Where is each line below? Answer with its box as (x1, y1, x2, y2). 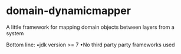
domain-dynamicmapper (6, 4, 131, 18)
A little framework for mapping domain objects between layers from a (6, 23, 175, 31)
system (6, 29, 24, 36)
